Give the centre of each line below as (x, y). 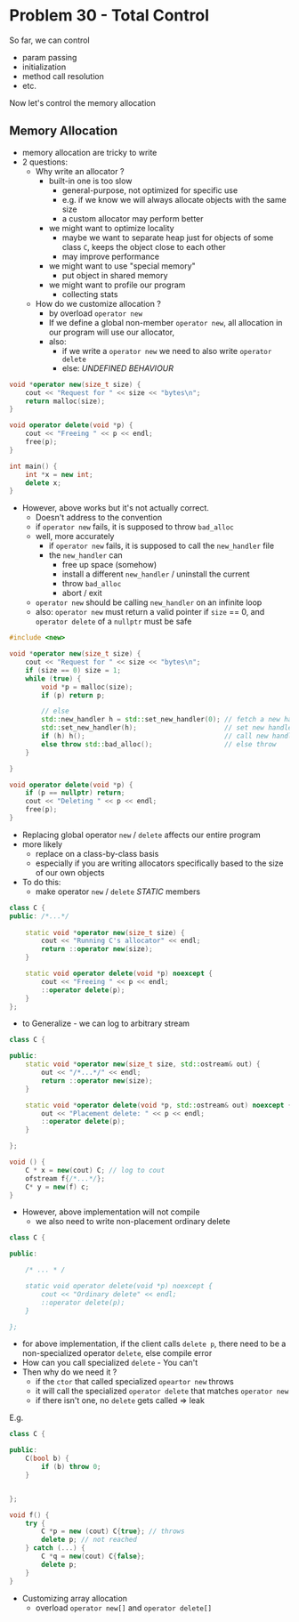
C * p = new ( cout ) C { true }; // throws (113, 1531)
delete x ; (44, 483)
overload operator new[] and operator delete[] (123, 1608)
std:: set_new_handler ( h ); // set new (153, 728)
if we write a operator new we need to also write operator (167, 351)
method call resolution (63, 76)
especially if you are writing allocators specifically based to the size (159, 863)
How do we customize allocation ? (98, 303)
